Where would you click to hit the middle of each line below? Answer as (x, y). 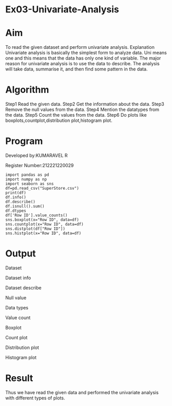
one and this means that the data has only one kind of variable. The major (83, 58)
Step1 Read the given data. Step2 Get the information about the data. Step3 (85, 104)
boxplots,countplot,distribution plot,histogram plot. (59, 121)
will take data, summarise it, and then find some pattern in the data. (77, 69)
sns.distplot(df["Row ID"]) (35, 229)
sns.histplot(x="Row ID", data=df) (43, 233)
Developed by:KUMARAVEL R (36, 155)
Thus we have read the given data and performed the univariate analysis (82, 392)
